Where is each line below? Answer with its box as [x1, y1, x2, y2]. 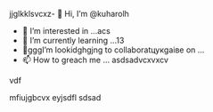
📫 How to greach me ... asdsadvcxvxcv [21, 54, 169, 65]
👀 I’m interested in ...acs [21, 26, 111, 36]
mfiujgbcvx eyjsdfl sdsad [9, 92, 102, 102]
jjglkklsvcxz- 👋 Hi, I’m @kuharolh [9, 9, 129, 19]
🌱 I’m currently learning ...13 [21, 36, 125, 45]
